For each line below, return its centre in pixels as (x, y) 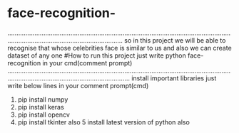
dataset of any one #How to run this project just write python (97, 55)
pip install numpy (43, 99)
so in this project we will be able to (175, 40)
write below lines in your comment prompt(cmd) (78, 85)
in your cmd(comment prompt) (87, 63)
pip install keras (41, 107)
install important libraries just (174, 78)
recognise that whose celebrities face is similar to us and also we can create (119, 48)
